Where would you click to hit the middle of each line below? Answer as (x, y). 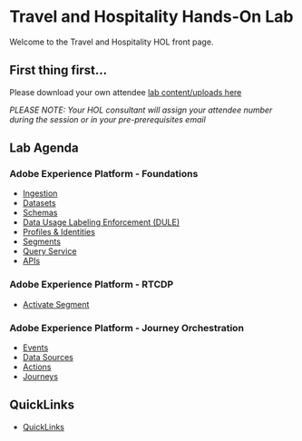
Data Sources (48, 358)
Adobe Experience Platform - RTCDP (92, 285)
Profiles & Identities (58, 232)
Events (35, 348)
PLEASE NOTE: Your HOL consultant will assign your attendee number (141, 110)
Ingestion (40, 193)
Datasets (39, 203)
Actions (37, 367)
